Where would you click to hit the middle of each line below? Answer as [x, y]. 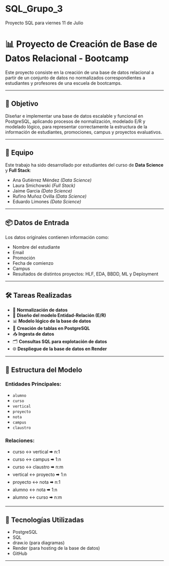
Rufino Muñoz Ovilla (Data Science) [50, 196]
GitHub [20, 553]
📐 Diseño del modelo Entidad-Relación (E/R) [59, 315]
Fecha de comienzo [33, 263]
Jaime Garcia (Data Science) [42, 191]
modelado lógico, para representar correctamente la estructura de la [76, 126]
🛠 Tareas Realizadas [38, 295]
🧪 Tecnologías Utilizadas [45, 520]
